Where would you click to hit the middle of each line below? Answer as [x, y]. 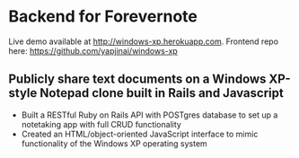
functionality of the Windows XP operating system [114, 143]
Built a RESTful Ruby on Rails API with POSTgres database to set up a [149, 115]
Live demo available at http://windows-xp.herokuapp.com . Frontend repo [144, 41]
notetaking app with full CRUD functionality [101, 124]
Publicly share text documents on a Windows [137, 79]
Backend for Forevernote [103, 17]
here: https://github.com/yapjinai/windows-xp [93, 50]
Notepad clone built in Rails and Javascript [161, 93]
